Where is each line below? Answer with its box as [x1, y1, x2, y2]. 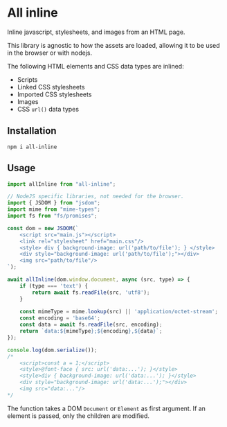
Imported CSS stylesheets [17, 90, 92, 98]
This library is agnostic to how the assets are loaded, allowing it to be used [7, 41, 220, 49]
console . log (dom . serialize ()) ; [7, 347, 98, 354]
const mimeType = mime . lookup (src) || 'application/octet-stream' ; [19, 308, 218, 315]
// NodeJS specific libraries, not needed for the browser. [7, 193, 185, 200]
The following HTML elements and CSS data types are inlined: [7, 62, 185, 70]
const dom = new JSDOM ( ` [7, 225, 79, 232]
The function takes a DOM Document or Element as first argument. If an [7, 404, 206, 412]
